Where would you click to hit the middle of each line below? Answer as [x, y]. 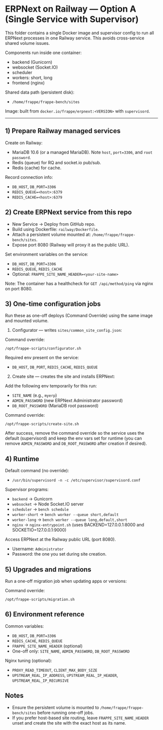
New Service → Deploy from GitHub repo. [54, 224]
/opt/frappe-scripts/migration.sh [40, 599]
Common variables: [24, 626]
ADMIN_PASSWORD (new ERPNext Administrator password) [67, 401]
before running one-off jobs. [65, 712]
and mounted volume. [27, 321]
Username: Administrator [38, 549]
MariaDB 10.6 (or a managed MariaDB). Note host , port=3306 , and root [82, 152]
